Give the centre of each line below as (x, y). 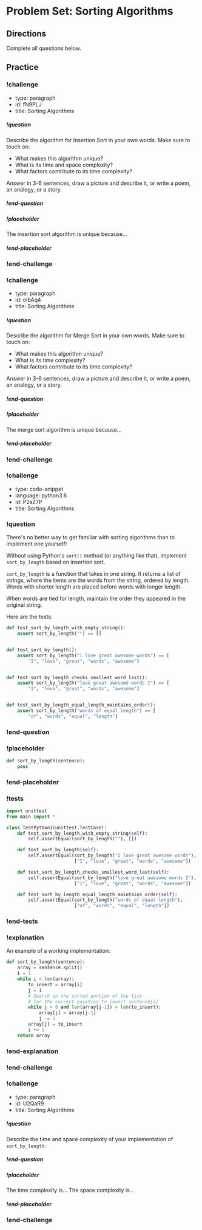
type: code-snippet (39, 489)
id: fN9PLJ (28, 104)
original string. (24, 605)
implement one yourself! (37, 544)
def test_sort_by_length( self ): (58, 850)
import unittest (27, 811)
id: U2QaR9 (29, 1103)
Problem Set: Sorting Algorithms (90, 11)
